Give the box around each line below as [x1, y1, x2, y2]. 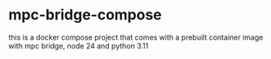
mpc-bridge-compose [8, 6, 163, 24]
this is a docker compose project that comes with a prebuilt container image [8, 32, 264, 42]
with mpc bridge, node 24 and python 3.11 [8, 40, 149, 50]
